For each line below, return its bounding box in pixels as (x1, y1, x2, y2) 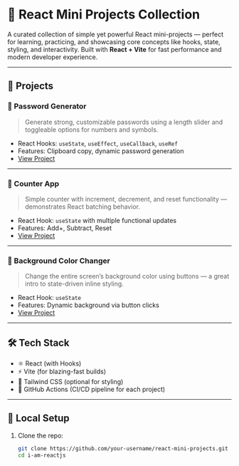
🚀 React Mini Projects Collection (7, 6, 201, 23)
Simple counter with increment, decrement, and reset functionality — (24, 195, 228, 203)
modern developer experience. (7, 53, 98, 61)
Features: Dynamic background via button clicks (17, 301, 160, 309)
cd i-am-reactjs (17, 452, 66, 459)
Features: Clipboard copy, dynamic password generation (17, 146, 184, 155)
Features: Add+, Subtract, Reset (17, 224, 112, 232)
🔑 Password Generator (7, 101, 87, 111)
